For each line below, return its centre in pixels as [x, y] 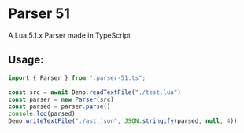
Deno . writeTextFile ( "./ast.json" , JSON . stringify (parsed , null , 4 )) [123, 121]
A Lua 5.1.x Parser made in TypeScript [70, 35]
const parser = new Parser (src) [61, 99]
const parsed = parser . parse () [59, 106]
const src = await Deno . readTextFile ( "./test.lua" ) [94, 92]
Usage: [26, 60]
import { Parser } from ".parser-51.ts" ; [77, 78]
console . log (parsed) [42, 114]
